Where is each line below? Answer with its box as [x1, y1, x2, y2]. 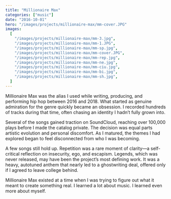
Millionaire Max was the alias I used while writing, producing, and [5, 93, 143, 99]
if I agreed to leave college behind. [5, 167, 78, 173]
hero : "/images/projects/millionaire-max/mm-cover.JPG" [5, 21, 127, 27]
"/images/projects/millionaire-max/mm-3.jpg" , [14, 36, 116, 41]
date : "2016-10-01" [5, 17, 47, 22]
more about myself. [5, 188, 46, 194]
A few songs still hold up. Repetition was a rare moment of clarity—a [5, 145, 150, 151]
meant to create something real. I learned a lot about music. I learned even [5, 182, 162, 188]
